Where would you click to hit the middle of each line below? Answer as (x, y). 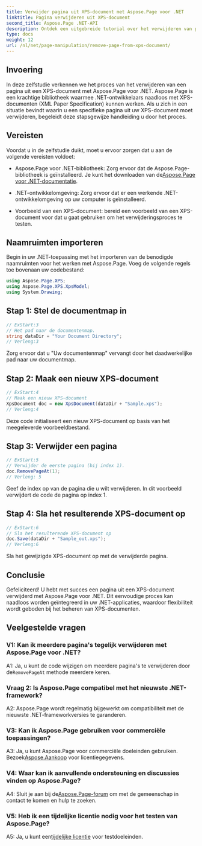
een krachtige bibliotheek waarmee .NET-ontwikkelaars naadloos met (92, 97)
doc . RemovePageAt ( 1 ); (33, 471)
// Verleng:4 (23, 409)
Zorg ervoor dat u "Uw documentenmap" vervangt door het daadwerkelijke (99, 353)
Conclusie (26, 575)
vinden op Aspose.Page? (44, 781)
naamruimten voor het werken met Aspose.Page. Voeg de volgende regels (98, 264)
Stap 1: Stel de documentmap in (67, 311)
